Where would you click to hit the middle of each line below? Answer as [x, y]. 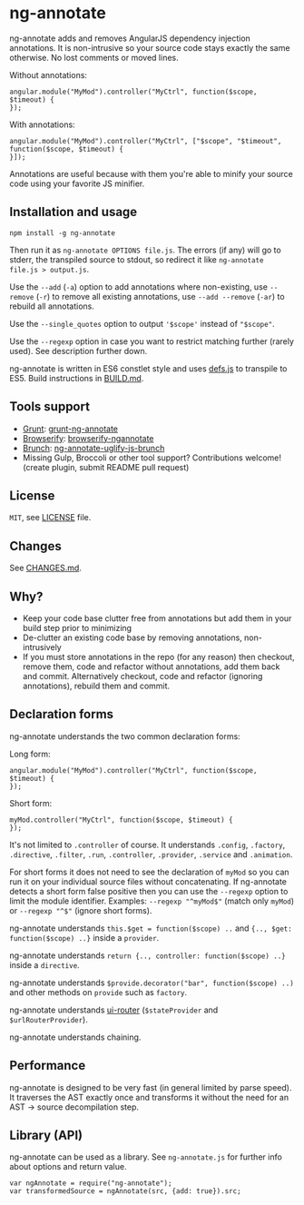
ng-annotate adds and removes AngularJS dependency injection [130, 38]
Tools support [50, 407]
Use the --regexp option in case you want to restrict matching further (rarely [152, 341]
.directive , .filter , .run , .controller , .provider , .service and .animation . [151, 854]
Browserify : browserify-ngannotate [88, 438]
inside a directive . [44, 964]
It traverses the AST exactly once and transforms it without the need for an [149, 1097]
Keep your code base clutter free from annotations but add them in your [157, 618]
